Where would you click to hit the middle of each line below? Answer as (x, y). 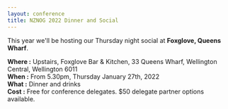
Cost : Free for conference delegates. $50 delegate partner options (106, 91)
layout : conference (36, 14)
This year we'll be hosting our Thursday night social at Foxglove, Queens (114, 40)
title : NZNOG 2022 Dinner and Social (63, 20)
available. (21, 98)
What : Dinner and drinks (44, 84)
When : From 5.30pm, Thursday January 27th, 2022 (84, 76)
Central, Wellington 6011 (42, 69)
